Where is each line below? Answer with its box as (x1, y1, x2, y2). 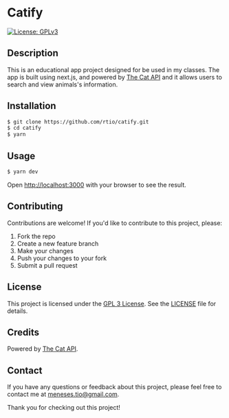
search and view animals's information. (7, 80, 118, 89)
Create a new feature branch (17, 239, 99, 248)
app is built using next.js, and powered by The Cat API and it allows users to (7, 73, 222, 81)
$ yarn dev (7, 168, 39, 175)
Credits (7, 326, 40, 338)
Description (7, 47, 58, 59)
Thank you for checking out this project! (7, 404, 120, 412)
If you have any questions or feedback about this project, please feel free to (7, 383, 222, 391)
